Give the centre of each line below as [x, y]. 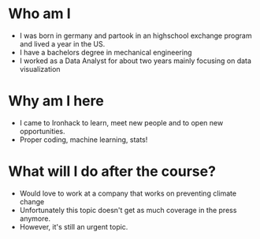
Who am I [39, 14]
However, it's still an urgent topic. [74, 226]
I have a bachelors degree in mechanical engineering [106, 52]
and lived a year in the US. [62, 43]
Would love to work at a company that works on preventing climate [128, 193]
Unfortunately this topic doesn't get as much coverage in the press [128, 210]
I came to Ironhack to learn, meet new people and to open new [121, 122]
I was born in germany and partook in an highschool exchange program [136, 35]
